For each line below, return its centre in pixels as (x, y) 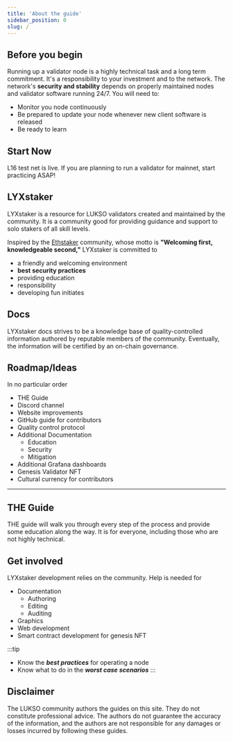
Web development (43, 628)
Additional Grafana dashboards (62, 465)
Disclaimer (31, 692)
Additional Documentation (54, 435)
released (30, 122)
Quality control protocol (51, 428)
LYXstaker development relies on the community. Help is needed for (105, 578)
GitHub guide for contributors (59, 420)
